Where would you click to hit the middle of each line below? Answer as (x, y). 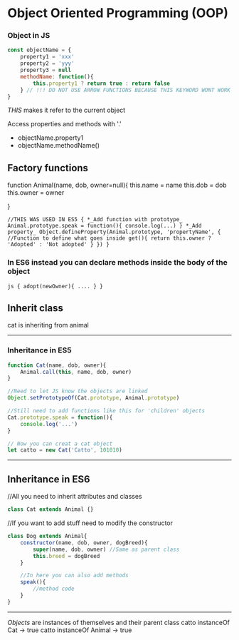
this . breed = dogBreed (67, 556)
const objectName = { (39, 50)
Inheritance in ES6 (49, 479)
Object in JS (29, 36)
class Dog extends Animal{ (47, 537)
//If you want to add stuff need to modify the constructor (90, 523)
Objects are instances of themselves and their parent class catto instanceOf (118, 622)
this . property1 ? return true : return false (102, 83)
